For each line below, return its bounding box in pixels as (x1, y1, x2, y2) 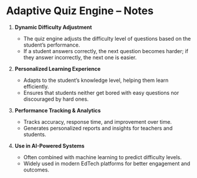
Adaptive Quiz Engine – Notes (6, 4, 154, 18)
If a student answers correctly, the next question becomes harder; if (23, 47, 189, 54)
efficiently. (23, 83, 49, 90)
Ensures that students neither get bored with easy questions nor (23, 89, 179, 96)
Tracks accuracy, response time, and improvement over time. (23, 118, 172, 125)
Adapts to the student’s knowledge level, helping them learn (23, 77, 169, 84)
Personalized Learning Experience (14, 65, 101, 72)
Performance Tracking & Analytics (14, 107, 101, 114)
